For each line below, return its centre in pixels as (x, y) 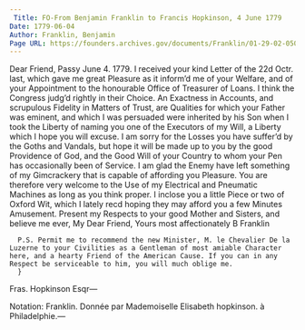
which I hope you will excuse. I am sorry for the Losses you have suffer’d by (151, 136)
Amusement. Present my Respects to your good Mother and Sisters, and (144, 214)
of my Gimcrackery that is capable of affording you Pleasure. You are (138, 175)
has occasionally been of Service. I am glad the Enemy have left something (150, 165)
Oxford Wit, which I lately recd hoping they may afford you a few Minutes (146, 205)
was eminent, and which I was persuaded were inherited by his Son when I (149, 117)
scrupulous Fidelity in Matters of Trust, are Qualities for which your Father (148, 108)
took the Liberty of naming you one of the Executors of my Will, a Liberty (145, 127)
